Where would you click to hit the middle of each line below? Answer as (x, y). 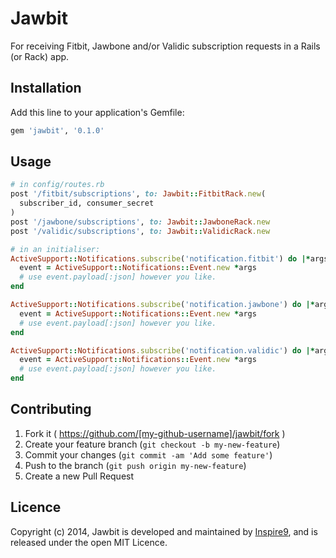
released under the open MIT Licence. (89, 542)
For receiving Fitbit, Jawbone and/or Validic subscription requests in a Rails (165, 46)
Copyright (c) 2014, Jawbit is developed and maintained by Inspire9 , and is (164, 531)
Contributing (51, 409)
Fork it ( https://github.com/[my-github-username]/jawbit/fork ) (155, 433)
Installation (46, 88)
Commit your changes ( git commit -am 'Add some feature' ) (148, 454)
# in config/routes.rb (57, 185)
